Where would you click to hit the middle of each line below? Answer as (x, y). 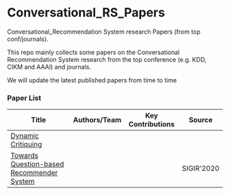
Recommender (34, 173)
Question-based (37, 164)
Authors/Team (97, 120)
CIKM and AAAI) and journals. (49, 67)
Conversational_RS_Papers (86, 13)
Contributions (152, 124)
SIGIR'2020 (201, 168)
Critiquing (26, 144)
